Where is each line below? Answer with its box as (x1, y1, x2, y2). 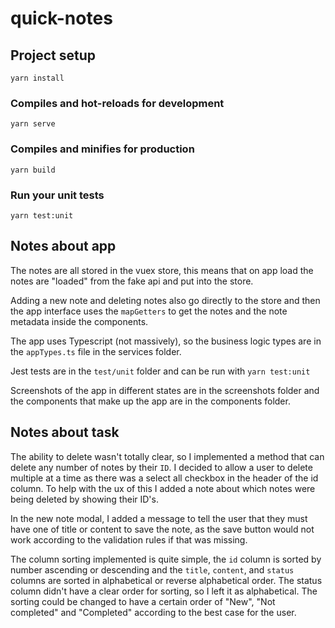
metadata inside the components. (10, 315, 149, 327)
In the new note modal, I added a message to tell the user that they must (10, 512, 308, 524)
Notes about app (10, 238, 117, 255)
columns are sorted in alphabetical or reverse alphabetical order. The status (10, 574, 323, 586)
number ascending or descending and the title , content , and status (10, 563, 295, 576)
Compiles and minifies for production (10, 142, 195, 156)
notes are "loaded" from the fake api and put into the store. (10, 275, 254, 287)
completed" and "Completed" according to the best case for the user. (10, 606, 297, 618)
